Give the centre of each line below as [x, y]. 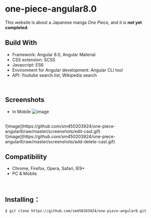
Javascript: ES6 [28, 65]
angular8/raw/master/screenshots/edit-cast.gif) [53, 131]
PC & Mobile [25, 174]
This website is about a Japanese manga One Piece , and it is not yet [74, 22]
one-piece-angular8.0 [51, 9]
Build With [21, 43]
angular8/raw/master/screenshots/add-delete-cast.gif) [60, 141]
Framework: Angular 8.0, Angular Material [54, 54]
